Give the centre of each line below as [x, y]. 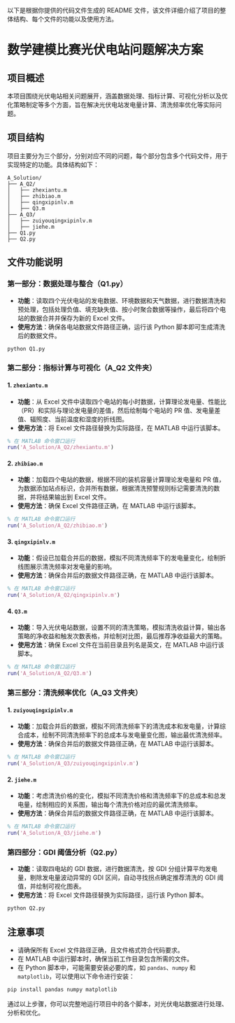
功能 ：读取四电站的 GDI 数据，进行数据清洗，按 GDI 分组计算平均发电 [117, 869]
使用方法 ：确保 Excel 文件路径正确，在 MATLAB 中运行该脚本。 [108, 506]
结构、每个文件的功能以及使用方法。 [65, 19]
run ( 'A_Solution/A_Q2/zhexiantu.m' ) [60, 447]
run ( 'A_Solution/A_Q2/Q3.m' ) [50, 674]
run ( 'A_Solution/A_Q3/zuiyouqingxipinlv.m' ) [73, 764]
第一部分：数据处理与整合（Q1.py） [67, 284]
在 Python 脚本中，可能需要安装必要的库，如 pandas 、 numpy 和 [106, 967]
